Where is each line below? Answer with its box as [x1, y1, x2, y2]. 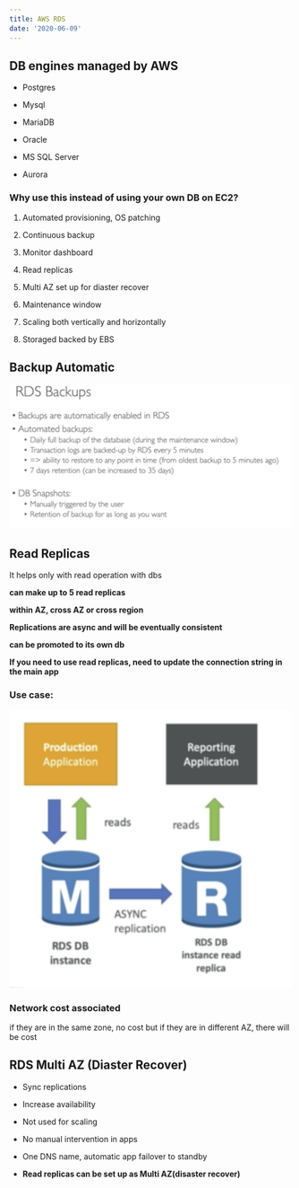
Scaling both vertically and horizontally [21, 316, 167, 327]
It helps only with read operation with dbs [9, 570, 163, 581]
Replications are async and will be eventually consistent [9, 622, 223, 633]
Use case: [9, 689, 54, 701]
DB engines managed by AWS [9, 58, 179, 74]
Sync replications [21, 1081, 87, 1092]
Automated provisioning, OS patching [21, 212, 161, 223]
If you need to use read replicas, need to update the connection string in [9, 656, 283, 668]
